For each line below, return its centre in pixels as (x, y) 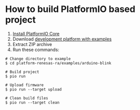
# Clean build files (27, 98)
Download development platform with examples (62, 39)
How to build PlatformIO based (70, 9)
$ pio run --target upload (33, 89)
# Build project (22, 72)
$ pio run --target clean (32, 102)
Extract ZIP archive (32, 44)
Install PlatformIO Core (36, 33)
